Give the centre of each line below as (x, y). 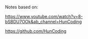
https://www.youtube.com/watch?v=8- (44, 16)
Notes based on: (22, 7)
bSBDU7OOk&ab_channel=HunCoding (43, 22)
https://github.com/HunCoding (36, 31)
